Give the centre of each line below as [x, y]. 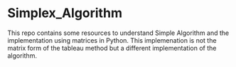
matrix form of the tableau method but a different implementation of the [112, 48]
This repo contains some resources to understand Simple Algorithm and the [118, 33]
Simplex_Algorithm [65, 13]
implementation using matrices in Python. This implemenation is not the [112, 40]
